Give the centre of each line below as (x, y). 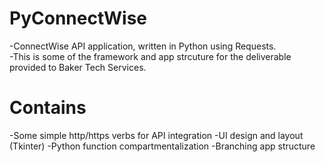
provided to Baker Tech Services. (78, 67)
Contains (48, 108)
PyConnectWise (78, 18)
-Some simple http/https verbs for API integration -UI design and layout (156, 135)
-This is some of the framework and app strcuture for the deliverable (150, 56)
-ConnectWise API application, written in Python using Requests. (143, 46)
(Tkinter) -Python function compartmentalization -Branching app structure (162, 146)
